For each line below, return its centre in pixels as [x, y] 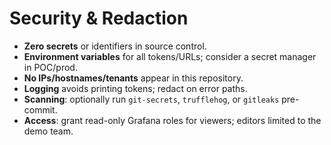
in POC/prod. [50, 67]
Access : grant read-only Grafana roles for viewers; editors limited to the [172, 120]
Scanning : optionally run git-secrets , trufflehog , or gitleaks [151, 99]
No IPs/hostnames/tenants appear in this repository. [133, 78]
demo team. [48, 131]
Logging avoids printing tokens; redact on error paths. [135, 88]
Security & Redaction [99, 18]
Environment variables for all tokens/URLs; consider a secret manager [170, 56]
